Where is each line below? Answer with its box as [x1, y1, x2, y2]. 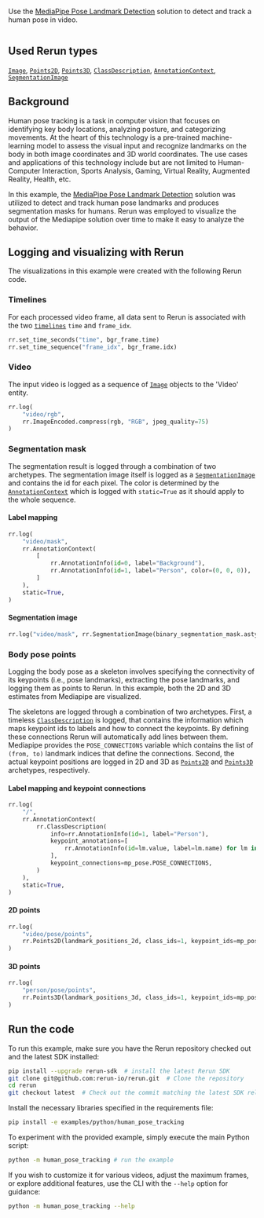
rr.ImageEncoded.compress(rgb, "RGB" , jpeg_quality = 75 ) [22, 418, 210, 426]
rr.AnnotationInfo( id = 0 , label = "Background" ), [49, 559, 206, 568]
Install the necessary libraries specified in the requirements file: [8, 1103, 214, 1113]
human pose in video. [8, 15, 79, 24]
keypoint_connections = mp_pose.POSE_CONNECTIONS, [49, 859, 213, 867]
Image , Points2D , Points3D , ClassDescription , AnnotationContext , [8, 65, 216, 75]
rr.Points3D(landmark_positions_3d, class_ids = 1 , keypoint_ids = [22, 993, 237, 1002]
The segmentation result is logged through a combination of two [8, 461, 217, 470]
